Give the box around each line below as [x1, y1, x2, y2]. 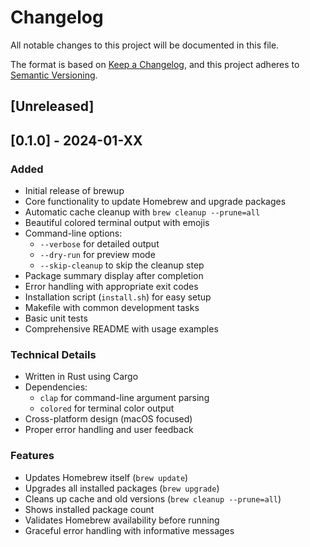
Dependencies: [24, 381, 88, 393]
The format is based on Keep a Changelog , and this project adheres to [10, 58, 300, 70]
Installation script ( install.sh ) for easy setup [24, 291, 212, 303]
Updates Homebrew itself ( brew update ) [24, 471, 189, 483]
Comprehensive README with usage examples [24, 323, 219, 335]
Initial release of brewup [24, 185, 125, 197]
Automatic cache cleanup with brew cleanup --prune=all [24, 206, 261, 218]
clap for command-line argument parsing [39, 392, 210, 404]
